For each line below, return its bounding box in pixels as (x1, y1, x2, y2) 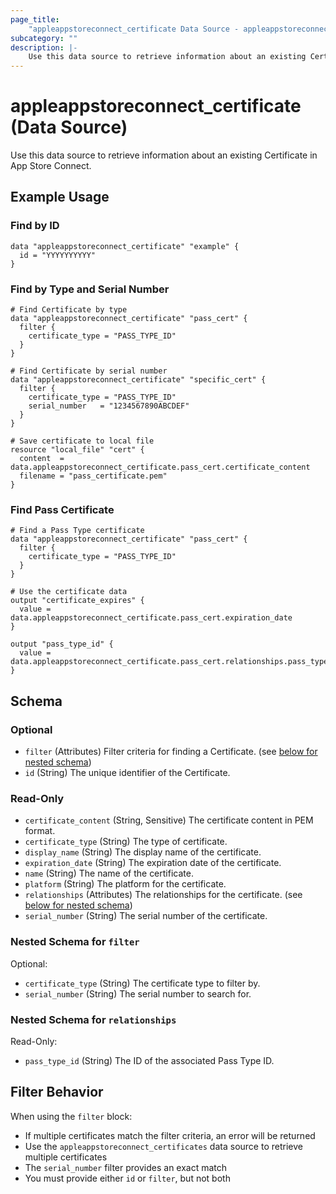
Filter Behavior (10, 1084, 104, 1101)
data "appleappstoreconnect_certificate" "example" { (10, 241, 240, 251)
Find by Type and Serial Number (10, 282, 170, 296)
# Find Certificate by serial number (10, 366, 168, 376)
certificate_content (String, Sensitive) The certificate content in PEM (24, 814, 314, 826)
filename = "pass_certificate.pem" (19, 471, 168, 481)
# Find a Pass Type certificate (10, 526, 145, 536)
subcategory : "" (10, 33, 78, 43)
